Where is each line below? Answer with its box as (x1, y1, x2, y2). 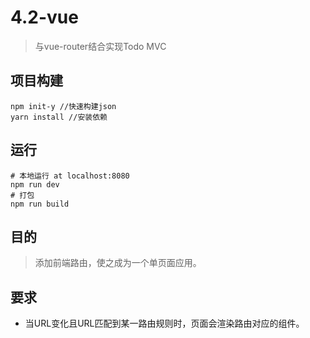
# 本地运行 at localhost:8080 (10, 171, 130, 181)
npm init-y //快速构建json (10, 101, 117, 111)
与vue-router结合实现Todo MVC (34, 40, 167, 52)
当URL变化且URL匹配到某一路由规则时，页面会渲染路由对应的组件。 (24, 317, 305, 330)
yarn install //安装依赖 (10, 112, 108, 122)
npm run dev (10, 179, 60, 190)
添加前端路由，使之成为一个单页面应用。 (34, 257, 202, 269)
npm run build (10, 199, 70, 209)
